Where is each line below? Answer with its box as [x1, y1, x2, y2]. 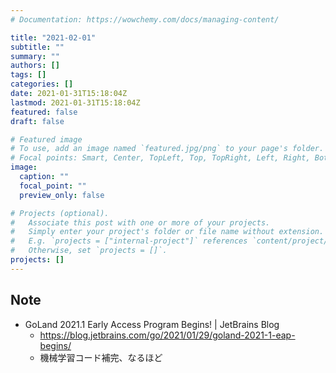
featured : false [10, 107, 78, 117]
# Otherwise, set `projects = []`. [10, 246, 168, 256]
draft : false [10, 116, 65, 126]
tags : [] [10, 70, 47, 80]
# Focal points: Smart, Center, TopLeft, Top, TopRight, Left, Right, [10, 153, 311, 163]
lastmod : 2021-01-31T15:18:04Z [10, 97, 141, 108]
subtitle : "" [10, 42, 65, 52]
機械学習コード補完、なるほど [39, 351, 163, 363]
